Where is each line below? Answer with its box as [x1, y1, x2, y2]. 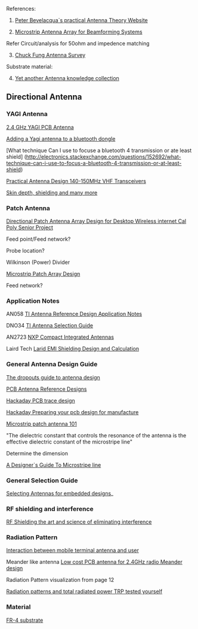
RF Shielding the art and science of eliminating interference [6, 518, 152, 525]
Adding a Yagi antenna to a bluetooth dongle [6, 135, 116, 142]
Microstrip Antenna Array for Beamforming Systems [14, 28, 143, 35]
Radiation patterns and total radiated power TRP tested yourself [6, 588, 163, 595]
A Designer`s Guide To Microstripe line [6, 461, 101, 469]
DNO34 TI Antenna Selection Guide [6, 322, 94, 329]
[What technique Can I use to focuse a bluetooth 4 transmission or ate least [6, 147, 192, 154]
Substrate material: [6, 63, 53, 70]
